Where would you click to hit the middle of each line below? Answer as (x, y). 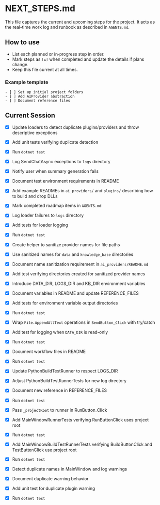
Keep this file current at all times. (45, 69)
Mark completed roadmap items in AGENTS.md (57, 206)
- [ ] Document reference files (38, 101)
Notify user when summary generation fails (55, 171)
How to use (22, 42)
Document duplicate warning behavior (50, 478)
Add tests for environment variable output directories (65, 303)
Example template (27, 82)
